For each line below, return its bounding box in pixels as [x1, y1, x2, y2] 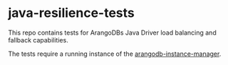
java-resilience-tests [8, 5, 135, 21]
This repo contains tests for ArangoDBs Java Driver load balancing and [8, 28, 217, 37]
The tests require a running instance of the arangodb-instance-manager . [8, 49, 222, 58]
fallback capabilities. [8, 35, 68, 44]
